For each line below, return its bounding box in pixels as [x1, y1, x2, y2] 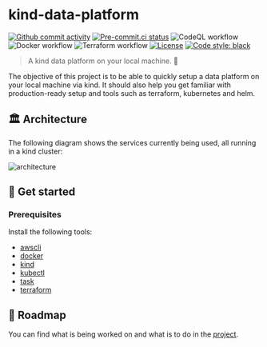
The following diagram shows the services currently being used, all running [8, 138, 257, 147]
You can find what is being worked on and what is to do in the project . [8, 329, 238, 339]
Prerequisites [8, 209, 62, 221]
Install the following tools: [8, 227, 93, 237]
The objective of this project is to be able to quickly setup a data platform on [8, 71, 260, 81]
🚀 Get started [8, 185, 76, 199]
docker [19, 251, 44, 261]
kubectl [19, 268, 46, 277]
